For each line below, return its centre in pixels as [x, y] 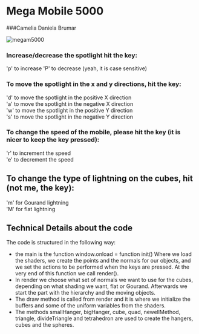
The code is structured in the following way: [61, 243]
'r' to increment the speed [39, 153]
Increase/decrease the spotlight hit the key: [72, 55]
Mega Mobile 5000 [55, 11]
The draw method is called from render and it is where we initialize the [103, 299]
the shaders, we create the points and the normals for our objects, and [103, 261]
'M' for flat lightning [31, 209]
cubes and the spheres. [44, 325]
